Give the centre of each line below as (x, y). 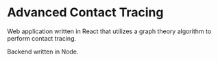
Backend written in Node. (43, 52)
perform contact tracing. (42, 38)
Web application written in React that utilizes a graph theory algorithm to (109, 31)
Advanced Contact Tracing (85, 13)
